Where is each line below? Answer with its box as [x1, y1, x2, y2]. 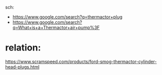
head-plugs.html [5, 63, 40, 69]
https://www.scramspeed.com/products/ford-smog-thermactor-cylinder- [5, 58, 157, 64]
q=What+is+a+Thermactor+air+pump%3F [12, 24, 100, 30]
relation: [5, 42, 41, 53]
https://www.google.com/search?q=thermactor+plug [12, 14, 123, 19]
